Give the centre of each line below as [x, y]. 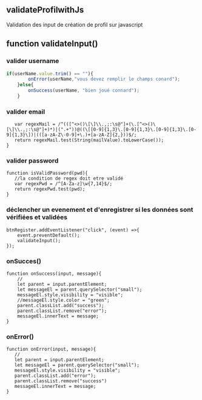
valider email [26, 112]
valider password [32, 161]
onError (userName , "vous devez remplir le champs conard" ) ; [104, 79]
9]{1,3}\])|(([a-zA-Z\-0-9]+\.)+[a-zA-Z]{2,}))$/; [72, 135]
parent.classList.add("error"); [55, 376]
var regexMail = [35, 124]
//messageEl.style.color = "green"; [64, 300]
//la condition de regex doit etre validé [69, 178]
